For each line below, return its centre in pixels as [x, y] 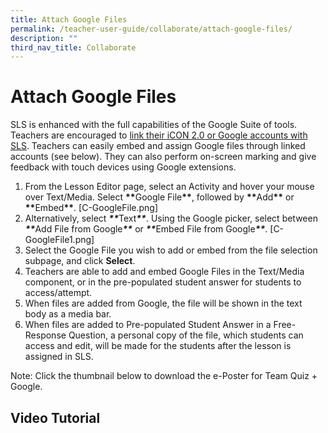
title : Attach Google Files [69, 19]
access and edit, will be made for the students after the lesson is [158, 346]
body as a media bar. [68, 314]
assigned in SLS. [59, 357]
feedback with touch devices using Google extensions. [123, 167]
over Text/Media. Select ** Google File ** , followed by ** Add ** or [159, 197]
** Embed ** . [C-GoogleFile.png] [91, 208]
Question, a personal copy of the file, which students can [186, 335]
